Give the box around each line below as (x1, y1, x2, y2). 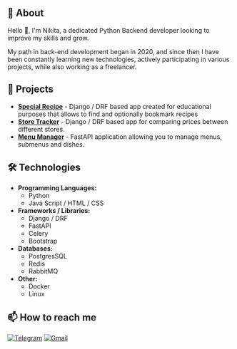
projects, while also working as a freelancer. (7, 62, 137, 71)
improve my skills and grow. (7, 33, 89, 42)
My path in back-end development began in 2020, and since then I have (7, 47, 220, 56)
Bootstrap (28, 236, 58, 246)
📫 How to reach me (7, 311, 97, 323)
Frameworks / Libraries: (17, 207, 91, 215)
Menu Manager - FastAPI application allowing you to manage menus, (17, 132, 223, 141)
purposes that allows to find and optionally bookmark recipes (17, 110, 198, 118)
